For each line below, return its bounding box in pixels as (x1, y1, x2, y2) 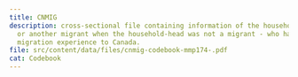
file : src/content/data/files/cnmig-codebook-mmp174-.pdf (9, 46, 228, 55)
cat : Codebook (9, 54, 62, 63)
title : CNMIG (9, 12, 58, 22)
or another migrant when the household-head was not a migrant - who (17, 29, 279, 38)
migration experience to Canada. (17, 37, 141, 47)
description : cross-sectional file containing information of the (9, 21, 260, 30)
